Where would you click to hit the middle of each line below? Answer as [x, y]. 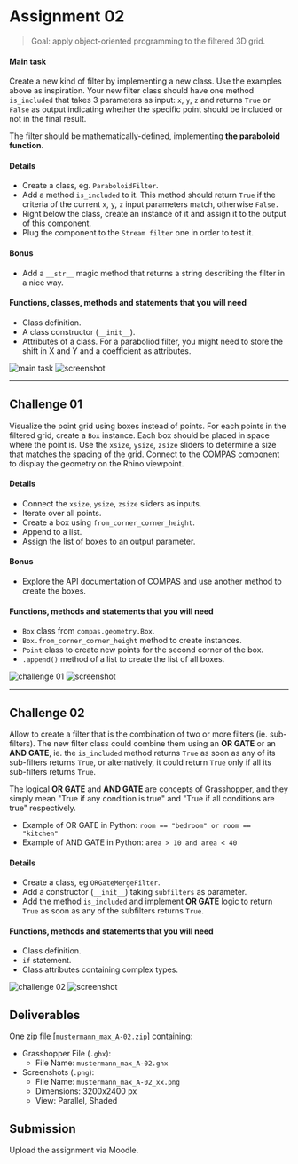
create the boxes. [54, 590]
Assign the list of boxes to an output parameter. [109, 541]
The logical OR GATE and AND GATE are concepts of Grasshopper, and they [149, 789]
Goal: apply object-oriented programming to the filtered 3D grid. [148, 41]
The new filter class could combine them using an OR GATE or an [157, 743]
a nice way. [43, 283]
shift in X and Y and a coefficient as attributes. [106, 351]
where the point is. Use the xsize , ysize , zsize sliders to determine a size [143, 444]
